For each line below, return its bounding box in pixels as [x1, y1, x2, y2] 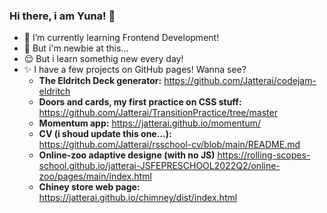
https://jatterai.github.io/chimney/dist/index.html [38, 192, 238, 204]
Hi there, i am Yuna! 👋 [9, 9, 116, 23]
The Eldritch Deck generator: [38, 75, 162, 87]
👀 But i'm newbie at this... [23, 42, 129, 54]
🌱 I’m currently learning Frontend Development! [23, 32, 220, 44]
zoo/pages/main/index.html [38, 170, 152, 183]
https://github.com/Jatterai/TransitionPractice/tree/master [38, 107, 278, 119]
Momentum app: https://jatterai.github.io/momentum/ [38, 117, 261, 129]
